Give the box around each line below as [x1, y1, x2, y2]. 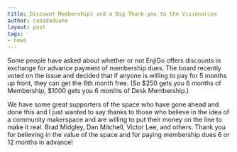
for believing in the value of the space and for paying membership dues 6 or [7, 131, 230, 139]
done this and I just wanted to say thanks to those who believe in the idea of [7, 108, 230, 116]
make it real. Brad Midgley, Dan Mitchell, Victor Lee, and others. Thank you [7, 123, 226, 131]
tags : [7, 30, 23, 38]
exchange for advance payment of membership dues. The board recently [7, 64, 222, 72]
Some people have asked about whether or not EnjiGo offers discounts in [7, 56, 221, 65]
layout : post [7, 23, 46, 31]
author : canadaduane [7, 17, 69, 24]
